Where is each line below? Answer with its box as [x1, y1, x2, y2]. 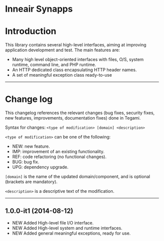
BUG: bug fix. [12, 159, 40, 165]
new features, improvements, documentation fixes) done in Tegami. [5, 115, 141, 121]
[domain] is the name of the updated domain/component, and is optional [5, 174, 150, 180]
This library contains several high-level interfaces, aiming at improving [5, 42, 146, 48]
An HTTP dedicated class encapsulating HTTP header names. [12, 67, 137, 73]
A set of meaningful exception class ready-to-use [12, 72, 112, 78]
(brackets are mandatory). [5, 179, 58, 185]
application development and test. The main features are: [5, 47, 120, 53]
